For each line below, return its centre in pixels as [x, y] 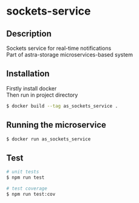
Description [29, 34]
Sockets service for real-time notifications [59, 48]
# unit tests [23, 172]
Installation [28, 74]
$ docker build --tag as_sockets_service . [62, 106]
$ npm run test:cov [31, 194]
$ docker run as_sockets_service [49, 139]
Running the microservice [56, 125]
